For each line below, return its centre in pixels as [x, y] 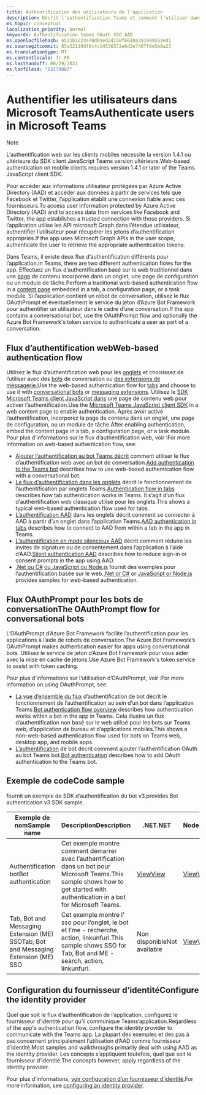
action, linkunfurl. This [92, 938]
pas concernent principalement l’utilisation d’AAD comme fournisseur [94, 1041]
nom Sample [32, 825]
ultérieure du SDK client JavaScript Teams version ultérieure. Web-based [98, 161]
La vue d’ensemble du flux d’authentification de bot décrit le [91, 696]
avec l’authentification [93, 858]
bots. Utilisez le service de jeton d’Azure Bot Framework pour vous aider [97, 653]
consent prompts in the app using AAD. [65, 560]
